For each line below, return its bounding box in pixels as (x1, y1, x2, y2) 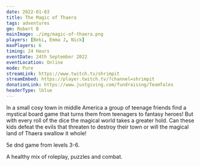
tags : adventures (6, 20, 50, 26)
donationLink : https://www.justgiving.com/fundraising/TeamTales (6, 82, 173, 88)
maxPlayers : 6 (6, 43, 42, 49)
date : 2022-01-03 (6, 8, 50, 15)
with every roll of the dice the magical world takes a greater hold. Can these (6, 117, 195, 124)
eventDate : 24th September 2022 (6, 54, 87, 60)
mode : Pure (6, 65, 34, 71)
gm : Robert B (6, 25, 39, 32)
